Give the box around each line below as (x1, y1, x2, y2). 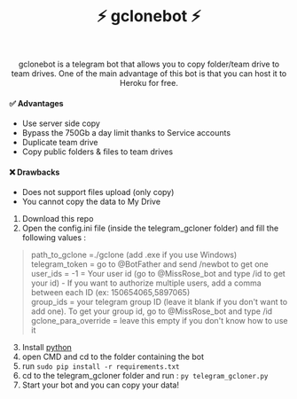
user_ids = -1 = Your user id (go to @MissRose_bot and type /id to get (30, 269, 285, 279)
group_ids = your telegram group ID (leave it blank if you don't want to (30, 297, 288, 308)
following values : (21, 232, 87, 243)
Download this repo (21, 214, 94, 224)
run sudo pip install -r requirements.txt (21, 361, 180, 372)
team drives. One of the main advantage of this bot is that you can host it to (11, 67, 287, 79)
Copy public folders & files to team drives (21, 146, 174, 157)
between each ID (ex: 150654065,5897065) (30, 287, 191, 298)
